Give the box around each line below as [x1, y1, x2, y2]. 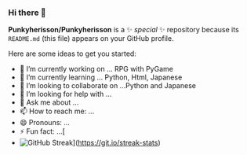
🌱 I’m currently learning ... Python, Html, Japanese [19, 72, 183, 82]
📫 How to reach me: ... [19, 106, 95, 116]
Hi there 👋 [8, 7, 47, 18]
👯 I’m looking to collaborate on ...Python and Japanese [19, 81, 196, 90]
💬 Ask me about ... [19, 98, 79, 107]
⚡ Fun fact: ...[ [19, 127, 65, 136]
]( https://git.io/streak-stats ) [72, 138, 161, 148]
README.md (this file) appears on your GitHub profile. [8, 34, 174, 43]
